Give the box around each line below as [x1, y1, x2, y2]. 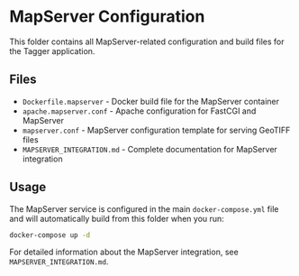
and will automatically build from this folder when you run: [9, 213, 225, 224]
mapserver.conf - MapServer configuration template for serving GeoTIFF [22, 124, 291, 135]
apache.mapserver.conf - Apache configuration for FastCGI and [22, 106, 257, 116]
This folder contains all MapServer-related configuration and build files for [9, 36, 285, 47]
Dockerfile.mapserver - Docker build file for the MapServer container [22, 96, 280, 106]
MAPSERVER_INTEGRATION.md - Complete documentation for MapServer [22, 143, 277, 154]
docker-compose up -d [9, 230, 91, 240]
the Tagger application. [9, 45, 95, 56]
